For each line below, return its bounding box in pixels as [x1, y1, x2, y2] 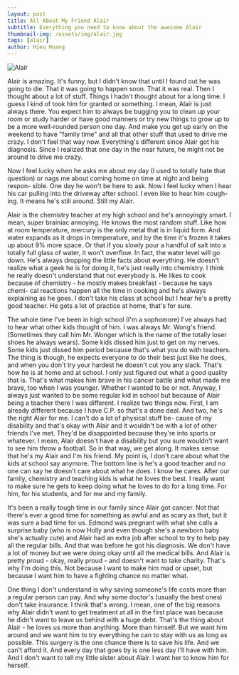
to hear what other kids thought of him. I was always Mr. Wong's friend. [7, 323, 217, 331]
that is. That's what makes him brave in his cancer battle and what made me [7, 376, 230, 384]
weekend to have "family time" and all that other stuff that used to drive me [7, 130, 228, 138]
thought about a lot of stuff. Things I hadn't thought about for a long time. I [7, 92, 225, 101]
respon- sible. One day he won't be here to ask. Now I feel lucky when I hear [7, 182, 232, 190]
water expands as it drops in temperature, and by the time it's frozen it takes [7, 233, 231, 242]
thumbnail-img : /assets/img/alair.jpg [7, 30, 122, 38]
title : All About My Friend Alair [7, 17, 110, 24]
